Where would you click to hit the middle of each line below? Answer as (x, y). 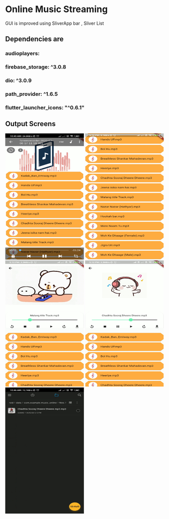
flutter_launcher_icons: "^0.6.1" (45, 107)
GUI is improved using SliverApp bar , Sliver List (55, 23)
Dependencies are (34, 39)
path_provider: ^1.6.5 (31, 94)
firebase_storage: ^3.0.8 (36, 67)
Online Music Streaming (57, 9)
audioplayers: (23, 53)
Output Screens (30, 124)
